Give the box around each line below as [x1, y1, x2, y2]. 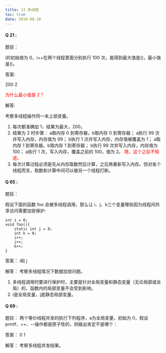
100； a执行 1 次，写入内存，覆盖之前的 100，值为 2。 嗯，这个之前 [12, 148, 151, 154]
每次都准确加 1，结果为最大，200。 [12, 123, 85, 129]
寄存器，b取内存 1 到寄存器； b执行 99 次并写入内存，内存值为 [29, 142, 158, 148]
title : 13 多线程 [5, 7, 39, 12]
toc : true [5, 12, 26, 17]
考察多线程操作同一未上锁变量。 [5, 113, 71, 119]
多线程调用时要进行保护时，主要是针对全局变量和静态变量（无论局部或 [12, 278, 157, 285]
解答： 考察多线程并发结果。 [5, 342, 63, 348]
